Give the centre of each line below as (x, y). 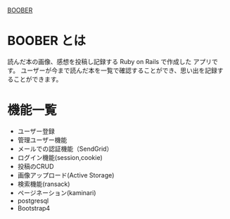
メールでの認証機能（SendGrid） (65, 149)
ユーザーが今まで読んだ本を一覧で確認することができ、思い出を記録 (119, 70)
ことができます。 (38, 79)
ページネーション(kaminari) (57, 192)
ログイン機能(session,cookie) (60, 157)
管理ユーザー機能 (42, 139)
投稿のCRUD (36, 166)
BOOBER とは (47, 41)
